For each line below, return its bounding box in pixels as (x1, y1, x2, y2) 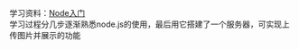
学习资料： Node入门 (9, 8, 86, 18)
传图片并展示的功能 (9, 30, 81, 40)
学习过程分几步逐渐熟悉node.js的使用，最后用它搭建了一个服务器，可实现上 (9, 19, 291, 29)
